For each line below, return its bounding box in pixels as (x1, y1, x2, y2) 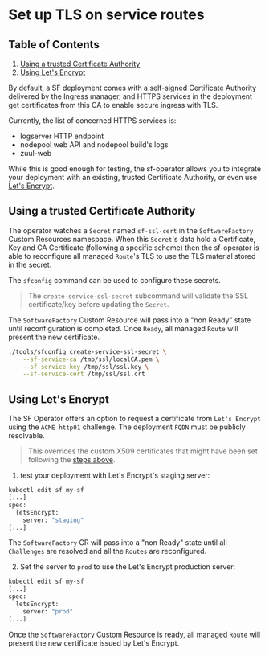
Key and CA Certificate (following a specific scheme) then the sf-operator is (8, 243, 259, 252)
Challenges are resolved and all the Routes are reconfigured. (8, 547, 207, 556)
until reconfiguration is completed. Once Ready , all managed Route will (8, 323, 238, 333)
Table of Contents (8, 38, 100, 51)
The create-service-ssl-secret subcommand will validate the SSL (27, 291, 249, 301)
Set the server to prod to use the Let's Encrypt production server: (19, 562, 236, 572)
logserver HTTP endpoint (19, 131, 104, 141)
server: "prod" (22, 607, 74, 616)
